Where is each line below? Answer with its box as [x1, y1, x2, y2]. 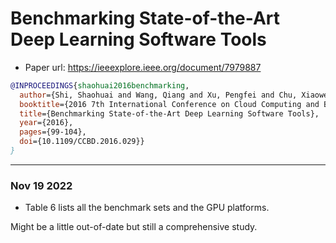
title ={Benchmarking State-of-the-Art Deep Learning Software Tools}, [19, 108, 320, 119]
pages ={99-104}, [19, 127, 87, 137]
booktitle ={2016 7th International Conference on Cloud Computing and [19, 99, 320, 109]
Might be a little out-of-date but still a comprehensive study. [10, 221, 258, 233]
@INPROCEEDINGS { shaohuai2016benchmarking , [10, 80, 190, 91]
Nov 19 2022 [10, 178, 73, 192]
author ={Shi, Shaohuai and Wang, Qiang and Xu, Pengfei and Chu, [19, 90, 298, 100]
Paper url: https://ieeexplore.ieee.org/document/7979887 [24, 61, 262, 73]
